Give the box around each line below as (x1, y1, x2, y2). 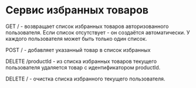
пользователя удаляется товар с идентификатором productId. (5, 64, 161, 71)
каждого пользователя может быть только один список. (5, 35, 147, 42)
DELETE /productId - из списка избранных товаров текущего (5, 58, 157, 65)
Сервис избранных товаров (5, 3, 149, 17)
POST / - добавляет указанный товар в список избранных (5, 46, 151, 53)
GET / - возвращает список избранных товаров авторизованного (5, 23, 169, 30)
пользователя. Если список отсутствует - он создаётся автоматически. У (5, 29, 190, 36)
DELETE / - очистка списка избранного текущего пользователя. (5, 75, 165, 82)
